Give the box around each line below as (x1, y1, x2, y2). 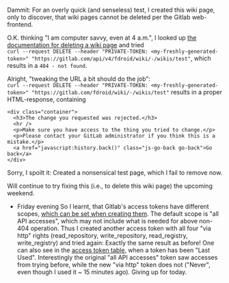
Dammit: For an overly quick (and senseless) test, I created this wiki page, (7, 6, 215, 14)
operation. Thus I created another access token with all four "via (30, 224, 212, 232)
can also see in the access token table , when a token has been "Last (16, 246, 211, 254)
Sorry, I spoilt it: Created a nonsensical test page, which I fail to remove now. (7, 169, 223, 177)
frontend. (7, 21, 33, 28)
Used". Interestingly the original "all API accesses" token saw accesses (16, 254, 218, 261)
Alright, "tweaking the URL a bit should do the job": (7, 75, 151, 83)
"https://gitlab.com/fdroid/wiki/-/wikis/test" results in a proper (31, 88, 223, 96)
